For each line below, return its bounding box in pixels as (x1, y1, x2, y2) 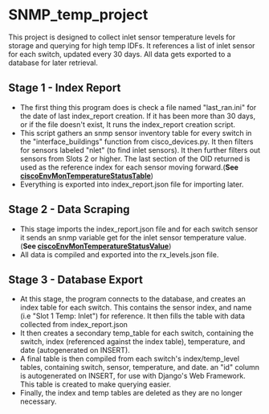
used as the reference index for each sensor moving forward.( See (19, 162, 239, 172)
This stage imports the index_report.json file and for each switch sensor (19, 223, 259, 234)
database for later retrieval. (8, 58, 98, 68)
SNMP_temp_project (8, 6, 149, 24)
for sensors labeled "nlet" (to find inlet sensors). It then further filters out (19, 145, 261, 154)
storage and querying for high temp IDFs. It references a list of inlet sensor (8, 40, 255, 50)
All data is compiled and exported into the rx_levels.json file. (19, 249, 219, 259)
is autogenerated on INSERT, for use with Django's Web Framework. (19, 371, 247, 381)
